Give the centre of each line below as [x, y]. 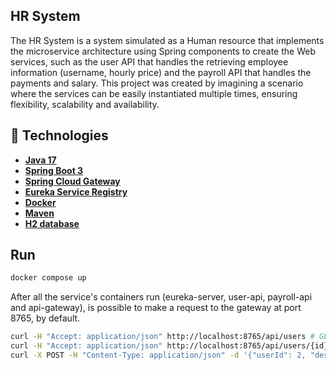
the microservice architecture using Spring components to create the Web [163, 51]
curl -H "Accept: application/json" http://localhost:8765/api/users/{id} [169, 346]
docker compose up [48, 278]
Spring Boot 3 [54, 170]
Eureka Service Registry [76, 191]
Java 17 [40, 160]
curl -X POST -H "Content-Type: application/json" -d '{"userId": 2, [158, 355]
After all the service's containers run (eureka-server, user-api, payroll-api [161, 297]
